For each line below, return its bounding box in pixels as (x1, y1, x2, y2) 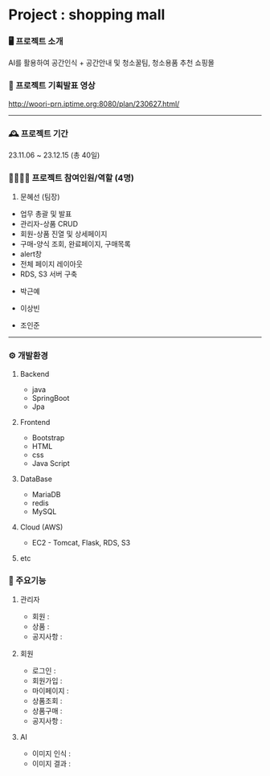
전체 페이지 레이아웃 (19, 259, 83, 269)
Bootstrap (31, 432, 65, 443)
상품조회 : (31, 696, 63, 705)
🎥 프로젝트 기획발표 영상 (8, 80, 96, 92)
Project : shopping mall (8, 6, 166, 24)
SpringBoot (31, 393, 70, 402)
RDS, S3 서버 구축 (19, 269, 78, 279)
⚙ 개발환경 (8, 350, 48, 361)
